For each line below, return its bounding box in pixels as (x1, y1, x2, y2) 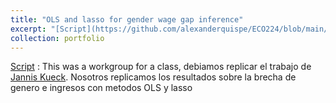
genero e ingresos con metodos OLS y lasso (10, 82, 193, 94)
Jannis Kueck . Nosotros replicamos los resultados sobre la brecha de (10, 71, 297, 83)
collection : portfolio (10, 33, 105, 43)
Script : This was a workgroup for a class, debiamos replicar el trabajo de (10, 61, 312, 73)
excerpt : (10, 24, 47, 34)
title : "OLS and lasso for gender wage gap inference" (10, 14, 244, 25)
